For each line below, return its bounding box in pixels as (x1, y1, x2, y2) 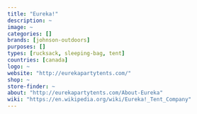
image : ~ (7, 23, 33, 30)
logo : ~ (7, 63, 30, 70)
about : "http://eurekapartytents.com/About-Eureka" (7, 89, 163, 96)
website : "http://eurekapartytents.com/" (7, 69, 132, 76)
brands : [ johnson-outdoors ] (7, 37, 91, 44)
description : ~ (7, 17, 52, 24)
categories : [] (7, 30, 52, 38)
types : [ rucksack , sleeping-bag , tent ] (7, 50, 125, 57)
